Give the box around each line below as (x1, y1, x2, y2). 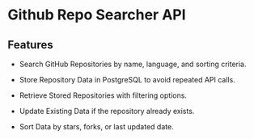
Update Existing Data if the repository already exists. (19, 107, 195, 116)
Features (7, 38, 53, 52)
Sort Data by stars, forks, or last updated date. (19, 122, 175, 131)
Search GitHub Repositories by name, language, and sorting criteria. (19, 59, 248, 69)
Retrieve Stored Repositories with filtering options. (19, 91, 188, 100)
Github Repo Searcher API (7, 6, 187, 24)
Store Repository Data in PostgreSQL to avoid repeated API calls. (19, 75, 235, 84)
